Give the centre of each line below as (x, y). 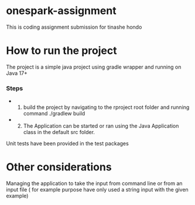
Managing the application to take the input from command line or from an (94, 183)
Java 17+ (17, 73)
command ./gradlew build (54, 114)
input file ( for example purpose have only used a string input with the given (97, 190)
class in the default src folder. (59, 132)
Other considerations (59, 167)
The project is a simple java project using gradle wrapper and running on (94, 67)
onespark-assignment (61, 11)
